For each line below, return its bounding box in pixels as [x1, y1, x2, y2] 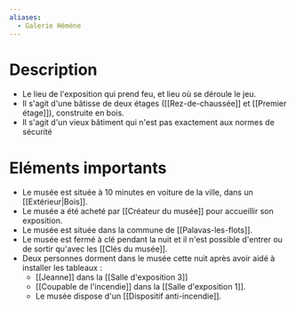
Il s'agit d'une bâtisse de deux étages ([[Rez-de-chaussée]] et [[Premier [21, 99, 287, 109]
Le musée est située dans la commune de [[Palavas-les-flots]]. [21, 225, 253, 235]
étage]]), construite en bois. [21, 107, 124, 118]
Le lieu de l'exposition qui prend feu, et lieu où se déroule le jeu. [21, 89, 256, 99]
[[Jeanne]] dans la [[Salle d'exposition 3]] [35, 272, 188, 282]
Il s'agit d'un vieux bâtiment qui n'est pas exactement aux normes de [21, 117, 276, 128]
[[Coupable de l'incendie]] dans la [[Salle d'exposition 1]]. [35, 282, 246, 292]
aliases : [9, 12, 42, 22]
